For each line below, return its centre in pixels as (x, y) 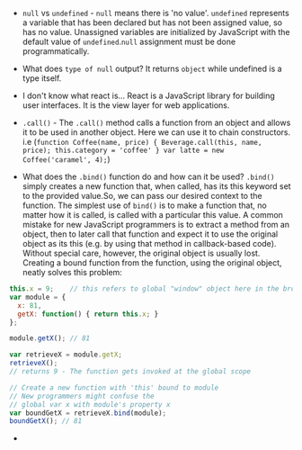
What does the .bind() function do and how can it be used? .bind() (148, 176)
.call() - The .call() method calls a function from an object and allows (156, 122)
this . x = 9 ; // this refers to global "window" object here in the (144, 289)
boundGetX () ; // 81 (46, 421)
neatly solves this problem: (72, 272)
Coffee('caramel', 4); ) (66, 159)
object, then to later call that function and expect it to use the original (150, 234)
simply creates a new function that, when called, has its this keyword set (156, 186)
